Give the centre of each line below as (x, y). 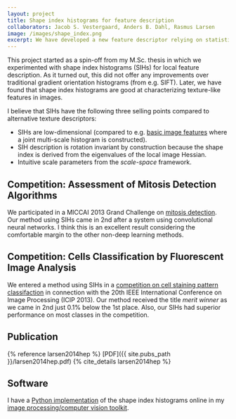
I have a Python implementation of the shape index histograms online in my (116, 400)
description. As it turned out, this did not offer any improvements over (108, 75)
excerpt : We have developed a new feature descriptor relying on (105, 40)
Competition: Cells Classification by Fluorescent (116, 257)
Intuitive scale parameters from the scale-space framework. (104, 162)
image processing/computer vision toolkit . (68, 408)
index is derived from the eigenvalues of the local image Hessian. (112, 155)
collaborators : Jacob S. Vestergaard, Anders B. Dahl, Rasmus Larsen (111, 27)
